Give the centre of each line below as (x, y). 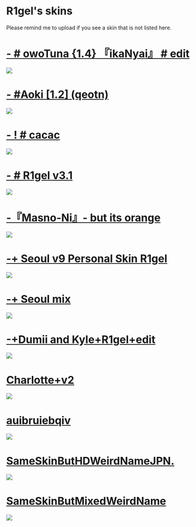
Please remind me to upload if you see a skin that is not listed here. (89, 28)
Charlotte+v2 (40, 380)
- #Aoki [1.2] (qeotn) (58, 95)
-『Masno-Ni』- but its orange (83, 218)
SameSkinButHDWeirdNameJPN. (91, 461)
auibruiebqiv (38, 420)
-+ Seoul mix (38, 299)
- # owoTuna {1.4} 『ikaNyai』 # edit (98, 54)
